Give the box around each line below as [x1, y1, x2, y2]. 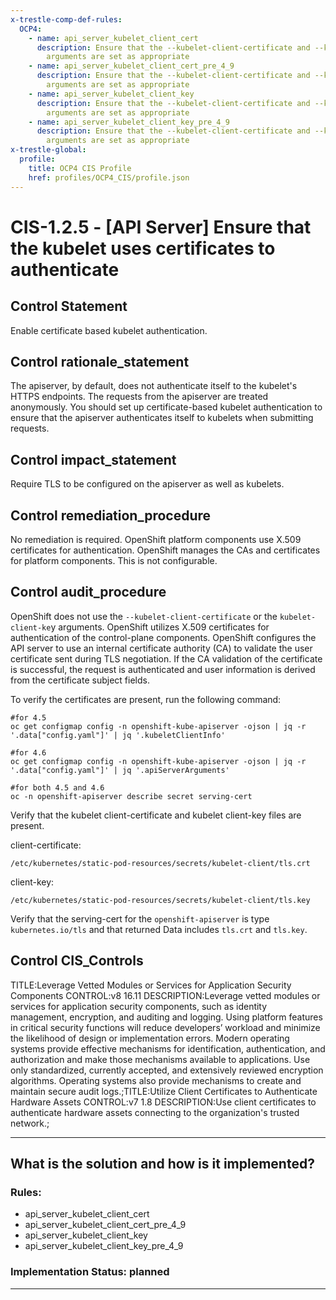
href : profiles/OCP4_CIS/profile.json [28, 172, 190, 183]
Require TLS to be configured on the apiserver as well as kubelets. [10, 478, 285, 490]
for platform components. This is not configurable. [10, 554, 218, 566]
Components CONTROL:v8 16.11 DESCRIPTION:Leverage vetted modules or [10, 989, 321, 1001]
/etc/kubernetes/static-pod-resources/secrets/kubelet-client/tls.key [10, 895, 311, 905]
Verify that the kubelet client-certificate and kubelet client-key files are [10, 809, 302, 821]
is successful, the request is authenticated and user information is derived [10, 663, 316, 675]
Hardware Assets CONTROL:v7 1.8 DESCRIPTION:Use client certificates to [10, 1096, 317, 1108]
